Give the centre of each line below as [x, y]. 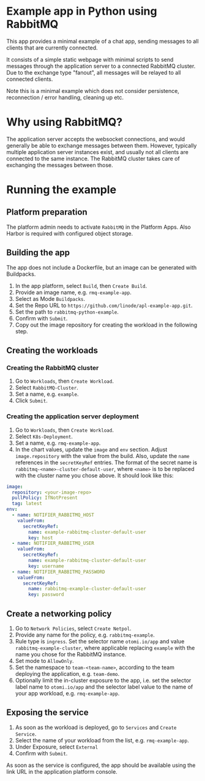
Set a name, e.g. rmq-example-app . [58, 443]
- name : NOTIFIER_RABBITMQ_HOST [53, 515]
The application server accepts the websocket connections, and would [96, 139]
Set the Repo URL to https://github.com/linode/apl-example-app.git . [104, 305]
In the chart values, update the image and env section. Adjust [91, 449]
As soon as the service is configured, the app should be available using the [101, 765]
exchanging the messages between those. [60, 165]
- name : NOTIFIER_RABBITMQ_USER [53, 543]
